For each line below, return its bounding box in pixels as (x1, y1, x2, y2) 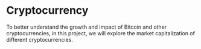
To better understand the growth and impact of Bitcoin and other (6, 23, 167, 30)
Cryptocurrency (6, 4, 89, 17)
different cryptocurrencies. (6, 36, 74, 43)
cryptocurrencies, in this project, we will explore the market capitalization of (6, 29, 195, 36)
